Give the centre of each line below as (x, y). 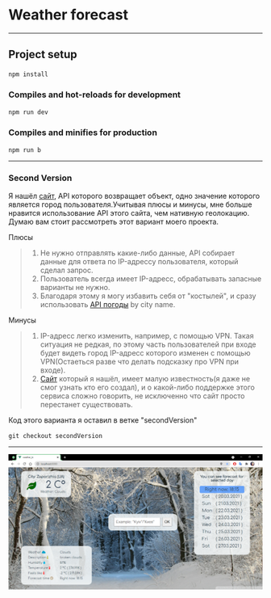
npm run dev (28, 112)
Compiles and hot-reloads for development (95, 95)
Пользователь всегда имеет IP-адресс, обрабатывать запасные (151, 278)
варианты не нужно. (75, 287)
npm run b (25, 150)
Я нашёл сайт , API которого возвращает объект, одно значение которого (134, 196)
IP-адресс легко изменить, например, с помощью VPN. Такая (147, 335)
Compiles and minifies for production (83, 133)
